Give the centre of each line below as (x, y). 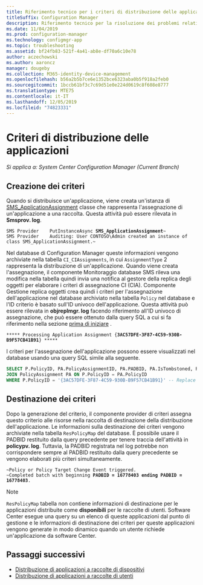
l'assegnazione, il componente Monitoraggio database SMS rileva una (93, 273)
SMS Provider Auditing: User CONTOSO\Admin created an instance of (97, 237)
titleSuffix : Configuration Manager (52, 18)
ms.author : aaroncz (31, 62)
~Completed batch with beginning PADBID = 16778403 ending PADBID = (94, 475)
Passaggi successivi (46, 555)
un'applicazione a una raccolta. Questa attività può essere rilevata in (92, 214)
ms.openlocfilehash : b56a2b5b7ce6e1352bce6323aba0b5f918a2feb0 (88, 79)
